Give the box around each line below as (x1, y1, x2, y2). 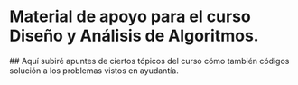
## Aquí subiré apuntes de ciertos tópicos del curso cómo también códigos (9, 55, 290, 66)
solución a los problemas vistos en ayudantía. (9, 65, 179, 76)
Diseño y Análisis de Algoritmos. (9, 25, 259, 46)
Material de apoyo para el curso (9, 6, 251, 27)
